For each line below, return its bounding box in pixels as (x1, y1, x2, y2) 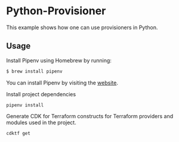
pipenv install (6, 102, 44, 108)
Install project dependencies (6, 90, 76, 97)
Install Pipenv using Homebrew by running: (6, 56, 112, 64)
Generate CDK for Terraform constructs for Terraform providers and (6, 112, 174, 119)
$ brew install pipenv (6, 68, 63, 74)
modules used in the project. (6, 119, 76, 126)
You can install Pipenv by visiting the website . (6, 79, 118, 86)
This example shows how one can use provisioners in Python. (6, 24, 158, 31)
